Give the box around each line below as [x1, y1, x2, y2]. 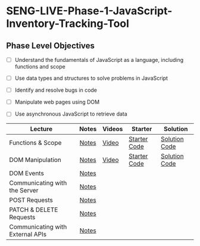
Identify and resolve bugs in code [14, 86, 97, 94]
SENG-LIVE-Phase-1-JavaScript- [6, 4, 173, 18]
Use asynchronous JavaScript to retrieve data [14, 110, 128, 117]
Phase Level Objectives [6, 41, 95, 51]
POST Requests [9, 196, 54, 204]
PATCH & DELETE [9, 205, 58, 214]
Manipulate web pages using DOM [14, 98, 100, 105]
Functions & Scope [9, 139, 62, 147]
